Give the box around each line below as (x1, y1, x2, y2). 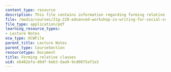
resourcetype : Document (5, 50, 56, 55)
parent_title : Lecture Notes (5, 41, 67, 46)
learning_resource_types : (5, 26, 60, 31)
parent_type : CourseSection (5, 45, 65, 50)
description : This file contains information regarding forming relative (5, 12, 165, 17)
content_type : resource (5, 7, 56, 13)
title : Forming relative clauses (5, 54, 76, 60)
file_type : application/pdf (5, 21, 65, 27)
